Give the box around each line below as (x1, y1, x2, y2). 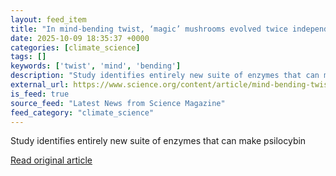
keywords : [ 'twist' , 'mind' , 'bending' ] (10, 61, 182, 71)
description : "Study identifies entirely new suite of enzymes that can (10, 71, 320, 81)
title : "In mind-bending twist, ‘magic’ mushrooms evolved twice (10, 24, 288, 34)
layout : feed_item (10, 14, 87, 25)
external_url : (10, 80, 70, 90)
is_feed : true (10, 89, 70, 99)
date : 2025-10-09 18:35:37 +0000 (10, 33, 150, 43)
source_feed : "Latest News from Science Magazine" (10, 98, 226, 108)
